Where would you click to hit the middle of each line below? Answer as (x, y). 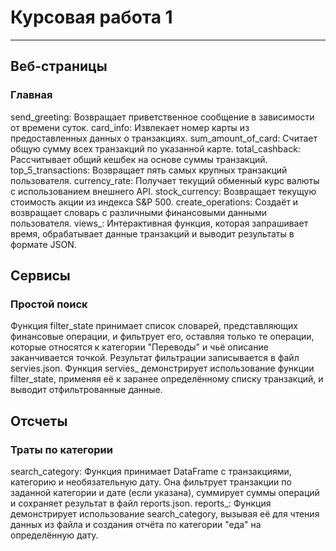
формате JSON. (43, 244)
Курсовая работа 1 (91, 17)
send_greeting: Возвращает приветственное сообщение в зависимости (162, 117)
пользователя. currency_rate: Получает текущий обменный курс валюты (165, 180)
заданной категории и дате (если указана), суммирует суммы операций (165, 492)
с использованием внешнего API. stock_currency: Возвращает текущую (163, 191)
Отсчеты (39, 421)
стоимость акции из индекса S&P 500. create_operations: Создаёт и (154, 202)
